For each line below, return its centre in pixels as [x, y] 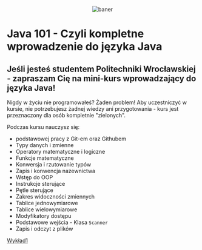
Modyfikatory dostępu [43, 216]
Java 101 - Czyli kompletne [76, 34]
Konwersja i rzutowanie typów [53, 164]
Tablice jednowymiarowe [47, 203]
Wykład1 [17, 240]
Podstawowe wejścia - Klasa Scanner [62, 222]
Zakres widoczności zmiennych [55, 196]
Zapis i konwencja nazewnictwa [56, 171]
